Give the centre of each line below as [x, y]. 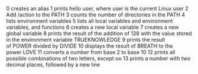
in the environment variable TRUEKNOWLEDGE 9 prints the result [86, 40]
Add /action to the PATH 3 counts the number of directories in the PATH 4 [95, 15]
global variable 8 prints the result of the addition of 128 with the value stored [99, 33]
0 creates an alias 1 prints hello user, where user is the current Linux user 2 [98, 9]
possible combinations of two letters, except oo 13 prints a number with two [98, 58]
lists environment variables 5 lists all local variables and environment [90, 21]
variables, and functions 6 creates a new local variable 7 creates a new [92, 27]
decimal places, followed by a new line [53, 65]
